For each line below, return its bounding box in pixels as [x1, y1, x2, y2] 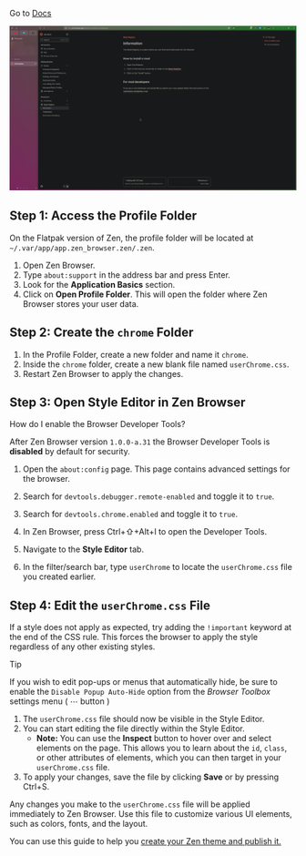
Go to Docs [9, 8, 52, 18]
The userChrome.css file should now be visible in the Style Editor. [22, 714, 265, 725]
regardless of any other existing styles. [9, 641, 156, 652]
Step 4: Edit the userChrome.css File [9, 597, 211, 613]
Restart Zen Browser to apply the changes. [22, 368, 184, 379]
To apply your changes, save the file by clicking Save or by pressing [22, 771, 280, 782]
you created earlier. [22, 571, 97, 582]
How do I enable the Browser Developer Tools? [9, 419, 186, 430]
